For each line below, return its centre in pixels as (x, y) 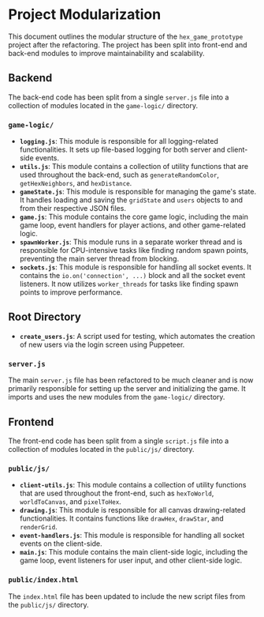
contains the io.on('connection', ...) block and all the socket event (132, 276)
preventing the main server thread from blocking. (99, 259)
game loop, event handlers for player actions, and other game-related (132, 225)
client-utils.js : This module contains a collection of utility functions (133, 485)
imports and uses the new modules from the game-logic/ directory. (117, 397)
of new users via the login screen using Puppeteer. (102, 344)
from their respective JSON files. (73, 209)
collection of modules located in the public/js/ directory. (101, 449)
